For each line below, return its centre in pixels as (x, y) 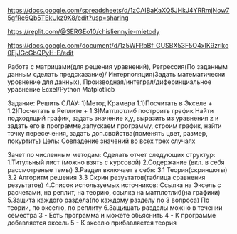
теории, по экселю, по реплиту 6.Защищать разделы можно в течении (115, 208)
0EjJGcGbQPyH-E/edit (41, 53)
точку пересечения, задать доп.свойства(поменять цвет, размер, (107, 133)
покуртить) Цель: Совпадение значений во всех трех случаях (101, 141)
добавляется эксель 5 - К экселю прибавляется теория (92, 223)
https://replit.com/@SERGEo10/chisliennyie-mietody (84, 32)
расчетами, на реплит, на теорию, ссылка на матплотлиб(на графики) (114, 192)
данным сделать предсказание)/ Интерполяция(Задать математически (116, 74)
